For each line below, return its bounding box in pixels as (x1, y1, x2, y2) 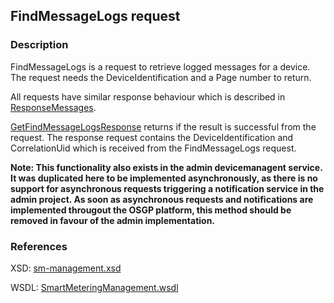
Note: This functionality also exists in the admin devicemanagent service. (10, 161, 323, 173)
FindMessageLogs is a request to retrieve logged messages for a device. (10, 60, 311, 73)
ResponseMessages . (10, 101, 97, 113)
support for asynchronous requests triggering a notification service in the (10, 182, 325, 194)
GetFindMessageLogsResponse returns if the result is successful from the (10, 120, 317, 133)
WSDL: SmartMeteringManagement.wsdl (10, 281, 179, 293)
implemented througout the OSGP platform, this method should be (10, 204, 292, 216)
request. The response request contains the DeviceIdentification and (10, 131, 294, 143)
